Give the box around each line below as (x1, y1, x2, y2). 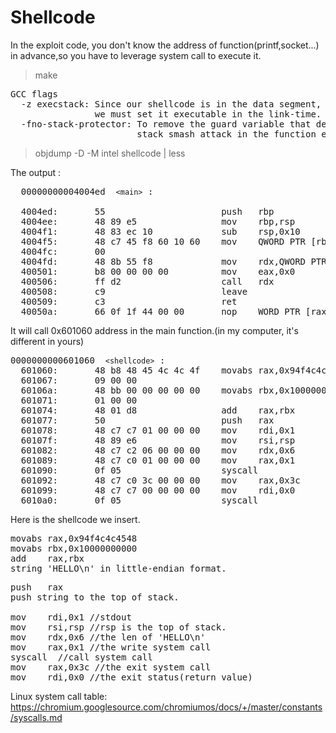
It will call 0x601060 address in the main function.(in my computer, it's (10, 324, 299, 336)
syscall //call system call (10, 651, 153, 663)
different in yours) (10, 335, 85, 347)
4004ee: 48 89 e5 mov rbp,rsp (20, 216, 296, 227)
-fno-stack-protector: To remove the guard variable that (20, 118, 312, 130)
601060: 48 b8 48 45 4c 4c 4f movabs (20, 364, 253, 376)
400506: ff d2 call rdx (20, 276, 275, 287)
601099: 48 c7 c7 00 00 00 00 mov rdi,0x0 (20, 484, 296, 496)
